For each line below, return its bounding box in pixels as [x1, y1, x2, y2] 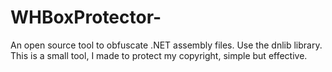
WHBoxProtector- [10, 6, 162, 29]
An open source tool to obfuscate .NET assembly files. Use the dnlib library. [10, 39, 323, 51]
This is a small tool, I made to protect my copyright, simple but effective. [10, 49, 308, 61]
